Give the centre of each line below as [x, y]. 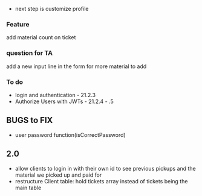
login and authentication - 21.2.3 [55, 95]
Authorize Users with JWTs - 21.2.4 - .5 [64, 101]
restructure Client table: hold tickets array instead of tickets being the [101, 181]
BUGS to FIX [30, 120]
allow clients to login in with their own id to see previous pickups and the [105, 168]
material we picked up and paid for [58, 175]
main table [28, 188]
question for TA [30, 53]
